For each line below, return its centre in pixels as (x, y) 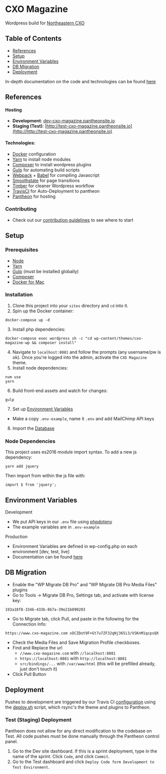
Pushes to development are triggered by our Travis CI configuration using (80, 702)
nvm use (13, 377)
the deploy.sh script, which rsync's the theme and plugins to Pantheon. (78, 707)
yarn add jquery (22, 467)
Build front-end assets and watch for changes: (60, 390)
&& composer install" (54, 343)
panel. (12, 741)
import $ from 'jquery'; (31, 485)
